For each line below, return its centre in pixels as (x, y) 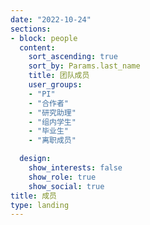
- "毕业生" (48, 131)
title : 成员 (33, 196)
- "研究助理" (52, 112)
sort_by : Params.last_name (84, 66)
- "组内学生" (52, 122)
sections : (31, 29)
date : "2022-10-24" (51, 19)
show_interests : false (75, 168)
